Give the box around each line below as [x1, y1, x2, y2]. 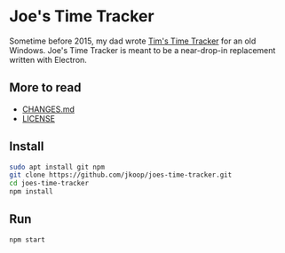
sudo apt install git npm [9, 162, 105, 171]
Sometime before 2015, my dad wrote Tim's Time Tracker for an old [9, 36, 257, 46]
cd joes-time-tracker [9, 179, 90, 188]
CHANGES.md [21, 104, 75, 115]
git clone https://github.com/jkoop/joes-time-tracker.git [9, 170, 233, 179]
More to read [9, 80, 82, 95]
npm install [9, 187, 53, 196]
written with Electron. [9, 54, 87, 65]
